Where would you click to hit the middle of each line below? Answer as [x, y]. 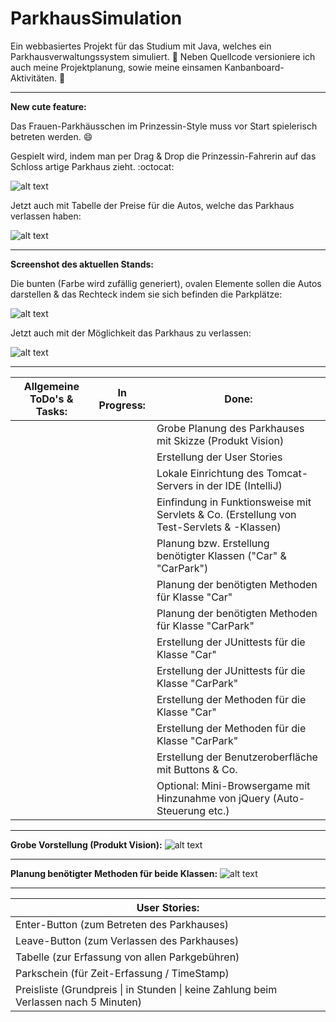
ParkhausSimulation [96, 18]
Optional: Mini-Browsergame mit [233, 785]
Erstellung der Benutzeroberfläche [237, 757]
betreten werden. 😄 [51, 136]
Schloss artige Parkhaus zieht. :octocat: [92, 166]
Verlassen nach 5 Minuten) [79, 1002]
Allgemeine [51, 386]
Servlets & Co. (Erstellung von [226, 514]
